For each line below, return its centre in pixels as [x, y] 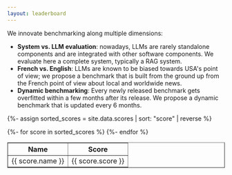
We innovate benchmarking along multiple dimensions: [85, 33]
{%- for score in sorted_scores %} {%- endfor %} [78, 132]
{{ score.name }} [38, 161]
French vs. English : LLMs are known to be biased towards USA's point [117, 68]
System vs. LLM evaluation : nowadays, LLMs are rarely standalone [113, 46]
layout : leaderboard [37, 13]
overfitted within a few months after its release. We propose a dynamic [118, 98]
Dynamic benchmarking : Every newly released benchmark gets [108, 90]
